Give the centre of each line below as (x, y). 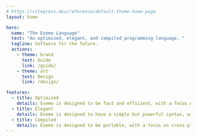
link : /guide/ (39, 66)
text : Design (38, 77)
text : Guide (36, 60)
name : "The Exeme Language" (46, 33)
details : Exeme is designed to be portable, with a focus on (93, 125)
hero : (13, 28)
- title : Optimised (35, 98)
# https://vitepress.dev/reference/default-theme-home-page (81, 11)
